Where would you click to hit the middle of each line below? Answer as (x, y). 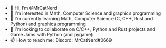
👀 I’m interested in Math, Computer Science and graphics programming (86, 13)
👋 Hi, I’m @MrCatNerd (34, 8)
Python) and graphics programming (48, 24)
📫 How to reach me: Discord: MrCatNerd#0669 (61, 40)
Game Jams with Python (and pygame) (51, 35)
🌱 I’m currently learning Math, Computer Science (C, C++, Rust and (81, 18)
